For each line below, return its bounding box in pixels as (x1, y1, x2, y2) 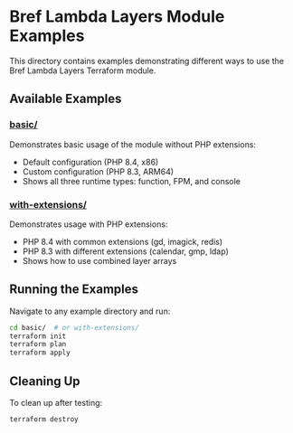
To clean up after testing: (9, 398, 103, 409)
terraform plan (9, 340, 67, 349)
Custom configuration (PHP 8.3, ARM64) (22, 165, 175, 177)
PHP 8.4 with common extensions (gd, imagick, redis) (22, 236, 223, 247)
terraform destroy (9, 415, 79, 424)
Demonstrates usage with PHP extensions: (9, 219, 168, 230)
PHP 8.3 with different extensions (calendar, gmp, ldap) (22, 246, 229, 257)
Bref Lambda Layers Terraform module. (9, 65, 156, 76)
